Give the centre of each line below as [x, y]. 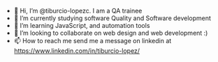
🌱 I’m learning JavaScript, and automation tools [82, 25]
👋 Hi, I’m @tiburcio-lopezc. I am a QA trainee [78, 11]
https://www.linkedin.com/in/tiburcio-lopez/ [77, 51]
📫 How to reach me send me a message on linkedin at [93, 41]
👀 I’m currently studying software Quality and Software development [112, 18]
